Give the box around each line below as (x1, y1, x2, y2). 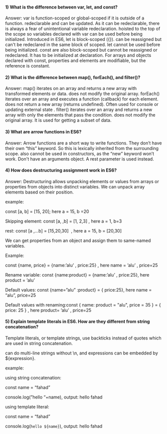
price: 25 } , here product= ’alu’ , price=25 (5, 307, 92, 313)
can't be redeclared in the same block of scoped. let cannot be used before (5, 41, 161, 47)
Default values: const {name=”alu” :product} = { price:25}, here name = (5, 286, 152, 292)
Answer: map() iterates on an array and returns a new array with (5, 85, 137, 91)
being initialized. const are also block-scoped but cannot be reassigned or (5, 47, 158, 53)
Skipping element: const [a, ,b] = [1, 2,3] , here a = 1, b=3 (5, 218, 122, 224)
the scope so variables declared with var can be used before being (5, 31, 143, 37)
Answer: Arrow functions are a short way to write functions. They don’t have (5, 140, 162, 146)
